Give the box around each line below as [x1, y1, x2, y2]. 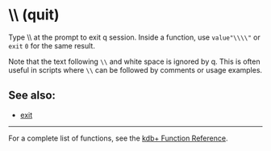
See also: [8, 89, 56, 103]
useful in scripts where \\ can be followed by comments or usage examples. [8, 65, 263, 74]
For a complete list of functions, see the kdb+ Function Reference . [8, 133, 228, 143]
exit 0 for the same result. [8, 40, 95, 50]
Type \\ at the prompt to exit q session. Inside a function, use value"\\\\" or [8, 32, 261, 42]
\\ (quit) [8, 6, 60, 24]
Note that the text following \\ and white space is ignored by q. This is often [8, 57, 261, 66]
